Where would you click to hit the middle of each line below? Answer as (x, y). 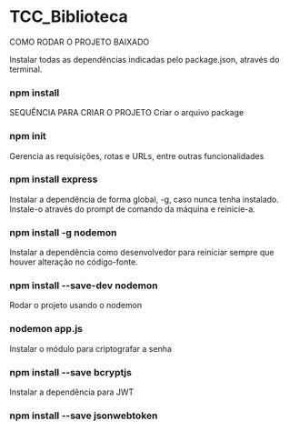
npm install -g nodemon (63, 232)
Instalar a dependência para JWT (72, 392)
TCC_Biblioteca (69, 17)
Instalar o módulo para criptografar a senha (91, 348)
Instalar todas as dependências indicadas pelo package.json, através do (144, 59)
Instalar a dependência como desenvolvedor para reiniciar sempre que (142, 253)
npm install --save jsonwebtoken (84, 416)
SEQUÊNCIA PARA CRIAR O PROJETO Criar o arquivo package (127, 113)
